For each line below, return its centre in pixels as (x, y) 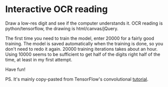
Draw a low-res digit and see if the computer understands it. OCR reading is (84, 23)
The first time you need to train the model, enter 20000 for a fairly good (80, 38)
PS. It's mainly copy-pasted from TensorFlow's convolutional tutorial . (77, 79)
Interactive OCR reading (57, 9)
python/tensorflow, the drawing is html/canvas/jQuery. (62, 28)
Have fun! (15, 69)
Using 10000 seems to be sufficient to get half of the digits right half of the (83, 54)
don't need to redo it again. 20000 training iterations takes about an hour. (81, 49)
